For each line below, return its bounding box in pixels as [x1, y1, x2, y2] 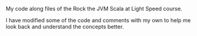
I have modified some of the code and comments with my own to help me [6, 17, 191, 23]
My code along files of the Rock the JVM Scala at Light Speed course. [6, 5, 183, 12]
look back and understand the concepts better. [6, 23, 124, 30]
